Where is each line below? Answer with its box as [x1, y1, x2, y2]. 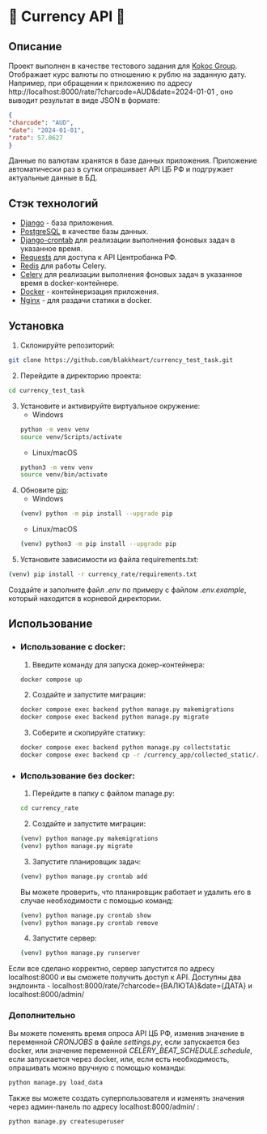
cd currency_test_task [8, 386, 85, 394]
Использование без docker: [19, 769, 135, 781]
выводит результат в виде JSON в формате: [8, 96, 160, 104]
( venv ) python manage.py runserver [19, 949, 141, 957]
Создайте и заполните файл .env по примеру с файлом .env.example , [8, 585, 247, 595]
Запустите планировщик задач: [32, 856, 142, 866]
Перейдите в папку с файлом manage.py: [32, 789, 176, 799]
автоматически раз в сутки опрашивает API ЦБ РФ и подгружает [8, 164, 234, 174]
